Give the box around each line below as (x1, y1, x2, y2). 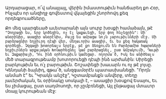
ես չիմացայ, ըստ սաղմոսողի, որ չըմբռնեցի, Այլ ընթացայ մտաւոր (5, 83, 155, 89)
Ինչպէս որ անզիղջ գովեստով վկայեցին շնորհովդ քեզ (5, 10, 128, 16)
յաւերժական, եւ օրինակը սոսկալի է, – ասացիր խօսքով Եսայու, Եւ (5, 78, 158, 83)
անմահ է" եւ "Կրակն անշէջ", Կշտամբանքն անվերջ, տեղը (5, 72, 138, 78)
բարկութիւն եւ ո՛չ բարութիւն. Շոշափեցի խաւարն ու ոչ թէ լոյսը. (5, 62, 153, 67)
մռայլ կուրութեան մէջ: (5, 88, 57, 94)
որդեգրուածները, (5, 15, 46, 21)
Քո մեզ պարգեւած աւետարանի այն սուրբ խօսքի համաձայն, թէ (5, 25, 153, 31)
